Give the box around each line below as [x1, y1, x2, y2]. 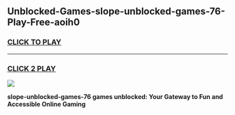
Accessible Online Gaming [7, 100, 86, 108]
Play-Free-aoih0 [7, 17, 80, 29]
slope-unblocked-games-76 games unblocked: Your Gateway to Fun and [7, 92, 224, 100]
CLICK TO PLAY [7, 38, 62, 47]
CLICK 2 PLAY [7, 63, 56, 73]
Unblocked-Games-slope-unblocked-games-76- [7, 6, 226, 17]
